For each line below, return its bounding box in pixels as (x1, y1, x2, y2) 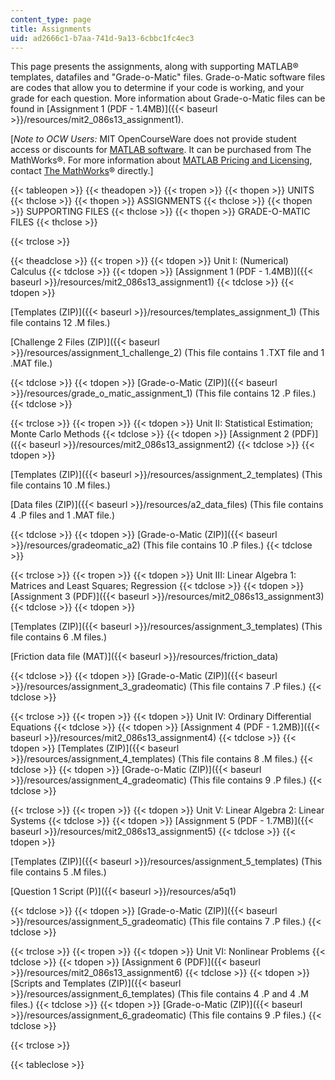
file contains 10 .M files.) (10, 479, 111, 491)
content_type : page (10, 14, 92, 25)
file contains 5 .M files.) (10, 866, 107, 878)
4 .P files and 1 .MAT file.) (10, 509, 116, 521)
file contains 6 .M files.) (10, 631, 108, 643)
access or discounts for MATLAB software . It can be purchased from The (10, 144, 312, 156)
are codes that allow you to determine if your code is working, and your (10, 82, 305, 94)
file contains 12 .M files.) (10, 317, 111, 329)
